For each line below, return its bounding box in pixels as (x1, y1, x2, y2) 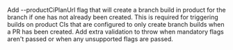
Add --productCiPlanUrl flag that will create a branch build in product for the (7, 6, 226, 14)
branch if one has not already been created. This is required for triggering (7, 13, 219, 21)
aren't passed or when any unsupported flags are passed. (7, 35, 174, 43)
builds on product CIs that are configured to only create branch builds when (7, 21, 225, 28)
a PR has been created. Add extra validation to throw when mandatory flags (7, 27, 224, 36)
